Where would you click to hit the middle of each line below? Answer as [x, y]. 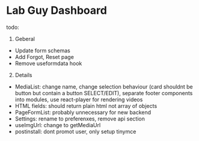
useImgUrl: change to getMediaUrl [58, 125]
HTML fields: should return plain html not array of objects [86, 105]
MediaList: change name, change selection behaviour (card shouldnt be [104, 86]
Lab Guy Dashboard [57, 11]
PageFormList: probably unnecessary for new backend [83, 112]
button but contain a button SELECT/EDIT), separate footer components [104, 93]
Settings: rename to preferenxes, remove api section [80, 119]
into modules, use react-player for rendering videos [79, 99]
